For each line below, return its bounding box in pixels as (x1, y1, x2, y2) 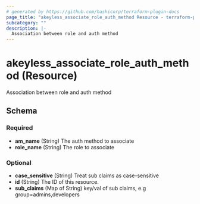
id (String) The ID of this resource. (14, 178, 99, 186)
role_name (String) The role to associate (14, 143, 115, 150)
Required (6, 124, 33, 132)
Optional (6, 158, 32, 167)
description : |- (6, 25, 46, 32)
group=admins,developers (14, 191, 80, 198)
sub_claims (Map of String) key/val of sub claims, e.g (14, 185, 146, 192)
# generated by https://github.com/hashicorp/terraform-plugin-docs (6, 8, 180, 15)
